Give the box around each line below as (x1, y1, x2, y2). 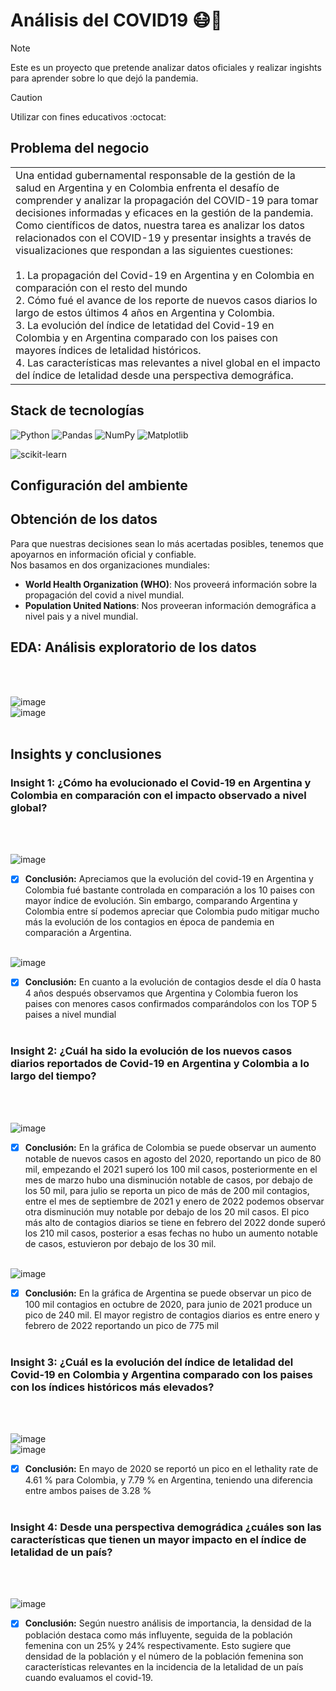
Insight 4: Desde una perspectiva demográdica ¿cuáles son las (10, 1520, 322, 1534)
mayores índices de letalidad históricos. (15, 343, 202, 357)
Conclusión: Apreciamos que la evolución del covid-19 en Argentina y (24, 873, 314, 885)
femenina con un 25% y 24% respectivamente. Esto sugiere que (24, 1639, 292, 1651)
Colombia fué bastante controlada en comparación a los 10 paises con (24, 884, 315, 896)
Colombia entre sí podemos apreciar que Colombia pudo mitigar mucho (24, 905, 320, 918)
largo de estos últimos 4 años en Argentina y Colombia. (15, 305, 275, 319)
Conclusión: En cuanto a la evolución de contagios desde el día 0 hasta (24, 976, 322, 988)
